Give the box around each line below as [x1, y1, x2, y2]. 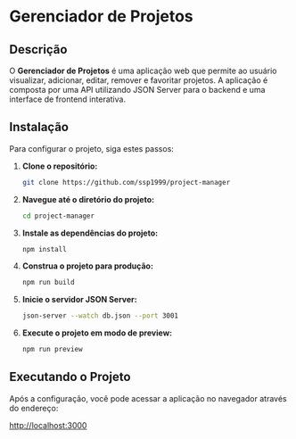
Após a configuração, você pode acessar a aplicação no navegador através [9, 393, 287, 403]
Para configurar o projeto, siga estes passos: [9, 143, 174, 153]
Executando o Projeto [9, 369, 131, 385]
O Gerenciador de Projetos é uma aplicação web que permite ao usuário [9, 65, 277, 76]
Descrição [9, 42, 68, 57]
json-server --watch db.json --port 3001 [21, 311, 179, 320]
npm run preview [21, 345, 83, 354]
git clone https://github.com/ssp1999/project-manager [21, 178, 231, 186]
